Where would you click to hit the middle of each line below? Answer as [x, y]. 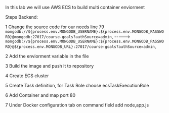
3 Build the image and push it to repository [50, 66]
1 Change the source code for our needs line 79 [55, 27]
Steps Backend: [22, 17]
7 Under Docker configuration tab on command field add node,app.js [77, 105]
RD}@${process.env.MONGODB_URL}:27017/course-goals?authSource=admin [80, 47]
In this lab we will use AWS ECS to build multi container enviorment [75, 7]
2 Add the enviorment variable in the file [47, 56]
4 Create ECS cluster [27, 76]
